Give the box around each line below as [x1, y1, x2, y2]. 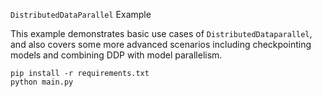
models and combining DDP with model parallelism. [10, 49, 223, 61]
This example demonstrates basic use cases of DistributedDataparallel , [10, 28, 313, 39]
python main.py [10, 77, 74, 87]
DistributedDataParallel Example [10, 9, 152, 20]
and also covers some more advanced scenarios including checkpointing [10, 39, 312, 50]
